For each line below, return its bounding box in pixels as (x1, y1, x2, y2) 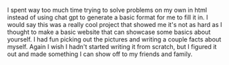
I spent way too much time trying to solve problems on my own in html (7, 6, 208, 14)
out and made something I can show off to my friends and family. (7, 50, 192, 58)
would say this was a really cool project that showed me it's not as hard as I (7, 21, 223, 28)
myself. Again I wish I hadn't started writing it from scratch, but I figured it (7, 43, 217, 50)
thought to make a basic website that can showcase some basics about (7, 28, 211, 36)
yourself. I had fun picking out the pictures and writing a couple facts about (7, 35, 221, 44)
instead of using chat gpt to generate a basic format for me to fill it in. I (7, 13, 208, 21)
